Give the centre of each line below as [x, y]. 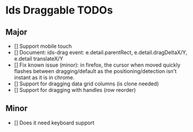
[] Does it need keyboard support [54, 123]
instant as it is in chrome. [44, 77]
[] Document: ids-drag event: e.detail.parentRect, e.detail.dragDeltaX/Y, [101, 52]
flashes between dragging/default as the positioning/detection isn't [95, 71]
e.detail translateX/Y [38, 59]
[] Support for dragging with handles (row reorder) [75, 90]
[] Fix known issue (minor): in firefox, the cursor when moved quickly [97, 65]
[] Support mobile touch [43, 46]
